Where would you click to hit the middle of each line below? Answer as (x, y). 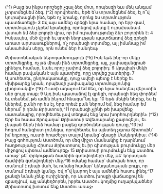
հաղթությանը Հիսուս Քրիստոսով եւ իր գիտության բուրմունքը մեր (80, 145)
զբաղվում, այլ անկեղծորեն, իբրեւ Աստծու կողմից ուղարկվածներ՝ (79, 181)
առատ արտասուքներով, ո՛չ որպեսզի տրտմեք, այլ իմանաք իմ (75, 43)
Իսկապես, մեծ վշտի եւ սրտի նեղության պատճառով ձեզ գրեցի (76, 38)
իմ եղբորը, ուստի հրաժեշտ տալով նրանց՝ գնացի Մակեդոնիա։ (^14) (81, 135)
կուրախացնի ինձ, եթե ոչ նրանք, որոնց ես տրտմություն (68, 17)
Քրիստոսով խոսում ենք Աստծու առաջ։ (49, 186)
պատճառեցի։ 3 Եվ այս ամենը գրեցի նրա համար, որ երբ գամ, (75, 22)
